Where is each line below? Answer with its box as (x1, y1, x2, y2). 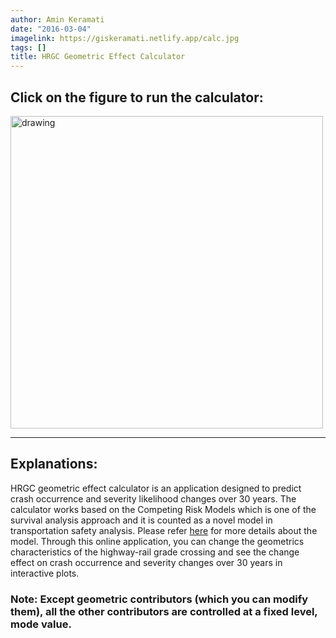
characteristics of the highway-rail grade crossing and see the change (10, 546, 300, 558)
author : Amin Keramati (10, 14, 105, 25)
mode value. (10, 617, 72, 631)
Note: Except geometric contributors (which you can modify (10, 592, 309, 606)
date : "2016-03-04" (10, 24, 92, 34)
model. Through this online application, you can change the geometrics (10, 535, 305, 547)
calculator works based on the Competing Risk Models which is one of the (10, 503, 317, 515)
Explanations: (10, 456, 98, 473)
